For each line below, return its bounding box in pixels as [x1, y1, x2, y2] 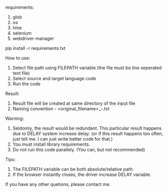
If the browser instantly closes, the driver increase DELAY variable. [12, 171, 151, 177]
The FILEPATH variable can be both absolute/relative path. [12, 166, 134, 172]
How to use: [5, 55, 30, 61]
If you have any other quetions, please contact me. [5, 181, 111, 187]
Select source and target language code [12, 76, 96, 81]
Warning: [5, 115, 24, 121]
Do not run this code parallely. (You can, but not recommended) [12, 147, 145, 153]
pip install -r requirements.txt [5, 45, 66, 51]
